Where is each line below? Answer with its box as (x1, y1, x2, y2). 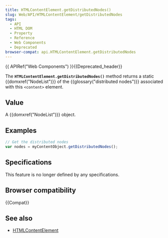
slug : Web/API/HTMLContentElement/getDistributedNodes (5, 12, 123, 17)
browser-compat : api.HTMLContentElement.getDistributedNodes (5, 49, 136, 54)
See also (5, 214, 33, 222)
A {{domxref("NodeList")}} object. (5, 112, 76, 118)
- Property (10, 31, 33, 36)
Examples (5, 126, 37, 135)
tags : (5, 17, 17, 22)
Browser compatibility (5, 186, 76, 195)
